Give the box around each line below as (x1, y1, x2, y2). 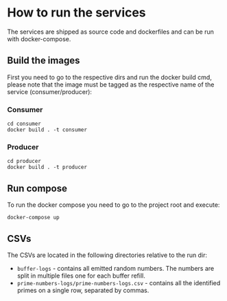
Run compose (7, 182, 67, 194)
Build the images (7, 55, 80, 67)
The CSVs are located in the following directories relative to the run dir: (7, 251, 208, 259)
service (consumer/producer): (7, 87, 93, 96)
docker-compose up (7, 214, 60, 221)
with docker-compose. (7, 34, 71, 43)
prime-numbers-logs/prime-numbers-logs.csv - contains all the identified (16, 278, 221, 287)
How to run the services (7, 5, 146, 21)
